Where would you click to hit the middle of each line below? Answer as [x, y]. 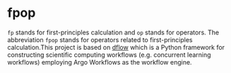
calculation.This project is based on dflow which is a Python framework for [116, 47]
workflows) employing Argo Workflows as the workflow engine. [100, 62]
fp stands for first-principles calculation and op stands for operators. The [113, 32]
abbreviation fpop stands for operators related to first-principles [100, 39]
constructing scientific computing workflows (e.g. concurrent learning [109, 55]
